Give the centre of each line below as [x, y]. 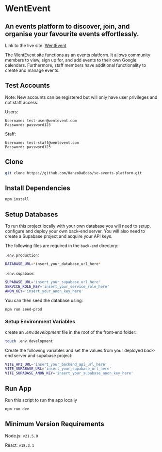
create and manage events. [32, 70]
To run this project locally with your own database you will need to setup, [78, 226]
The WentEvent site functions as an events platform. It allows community [78, 55]
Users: [12, 111]
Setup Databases [32, 214]
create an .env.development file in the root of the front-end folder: [71, 332]
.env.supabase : [20, 273]
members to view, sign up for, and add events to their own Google [71, 60]
